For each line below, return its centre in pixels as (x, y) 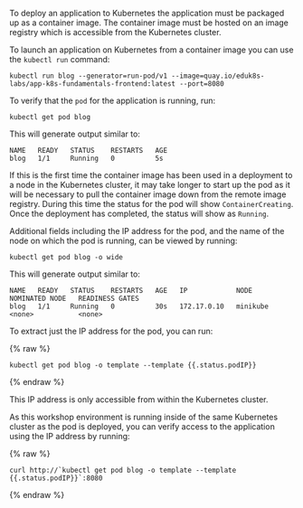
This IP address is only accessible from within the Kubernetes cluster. (139, 400)
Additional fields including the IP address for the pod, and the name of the (147, 231)
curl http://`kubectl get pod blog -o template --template (123, 470)
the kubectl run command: (60, 59)
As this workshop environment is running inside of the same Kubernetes (144, 417)
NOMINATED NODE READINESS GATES (75, 298)
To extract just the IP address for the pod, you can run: (111, 331)
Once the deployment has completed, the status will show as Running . (139, 213)
